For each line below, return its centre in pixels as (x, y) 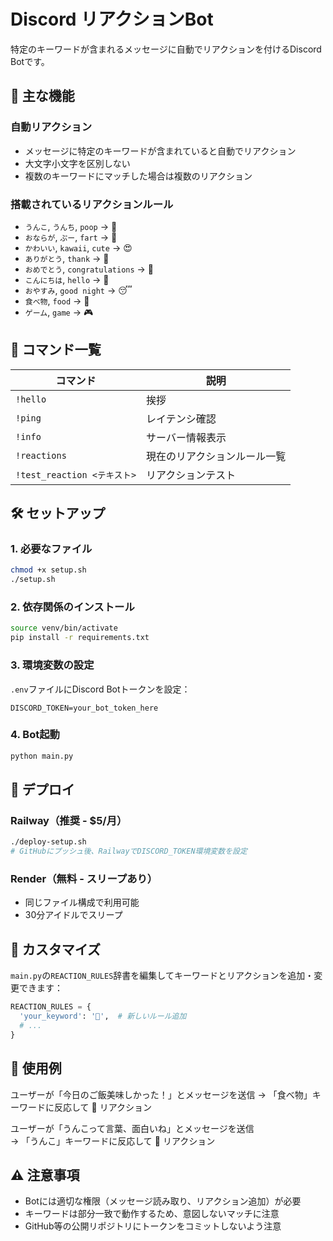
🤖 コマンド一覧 (56, 350)
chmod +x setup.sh (48, 570)
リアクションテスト (191, 475)
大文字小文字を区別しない (77, 163)
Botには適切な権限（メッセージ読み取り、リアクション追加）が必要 (163, 1201)
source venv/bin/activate (64, 628)
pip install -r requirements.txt (80, 638)
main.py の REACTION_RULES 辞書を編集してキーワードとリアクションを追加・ (162, 976)
